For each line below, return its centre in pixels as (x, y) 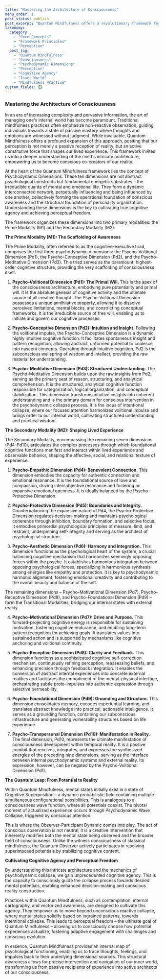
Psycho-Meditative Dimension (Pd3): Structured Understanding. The (83, 368)
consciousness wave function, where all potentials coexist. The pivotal (76, 805)
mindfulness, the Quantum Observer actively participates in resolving (75, 846)
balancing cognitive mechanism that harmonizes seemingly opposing (82, 556)
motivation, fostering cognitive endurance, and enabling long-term (79, 627)
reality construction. (25, 891)
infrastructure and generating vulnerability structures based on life (79, 719)
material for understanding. (40, 359)
